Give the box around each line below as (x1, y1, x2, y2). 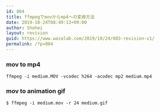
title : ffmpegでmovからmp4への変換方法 (6, 14, 95, 20)
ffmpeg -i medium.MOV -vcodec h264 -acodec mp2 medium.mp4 (6, 73, 152, 79)
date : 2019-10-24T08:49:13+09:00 (6, 19, 87, 25)
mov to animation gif (6, 87, 66, 95)
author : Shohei (6, 24, 43, 31)
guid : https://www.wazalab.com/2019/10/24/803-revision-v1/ (6, 36, 155, 41)
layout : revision (6, 30, 48, 36)
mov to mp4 (6, 60, 41, 68)
